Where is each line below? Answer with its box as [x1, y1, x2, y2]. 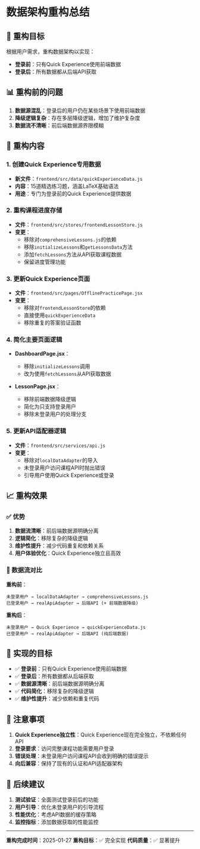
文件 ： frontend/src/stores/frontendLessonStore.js [14, 221, 143, 228]
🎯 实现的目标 [6, 649, 52, 659]
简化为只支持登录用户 [23, 403, 76, 410]
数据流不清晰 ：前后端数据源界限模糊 [14, 122, 104, 129]
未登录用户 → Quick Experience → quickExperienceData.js [6, 624, 146, 630]
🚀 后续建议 [6, 779, 45, 789]
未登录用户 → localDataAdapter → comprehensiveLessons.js [6, 594, 149, 600]
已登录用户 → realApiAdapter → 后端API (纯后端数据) [6, 631, 129, 637]
